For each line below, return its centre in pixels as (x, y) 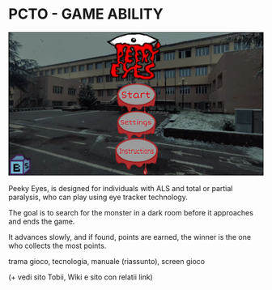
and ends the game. (42, 222)
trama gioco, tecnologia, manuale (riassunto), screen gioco (106, 262)
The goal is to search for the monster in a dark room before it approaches (131, 213)
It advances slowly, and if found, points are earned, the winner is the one (130, 237)
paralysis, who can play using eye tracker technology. (98, 197)
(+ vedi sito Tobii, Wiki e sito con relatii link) (81, 277)
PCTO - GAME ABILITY (86, 14)
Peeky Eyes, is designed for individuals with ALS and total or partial (121, 189)
